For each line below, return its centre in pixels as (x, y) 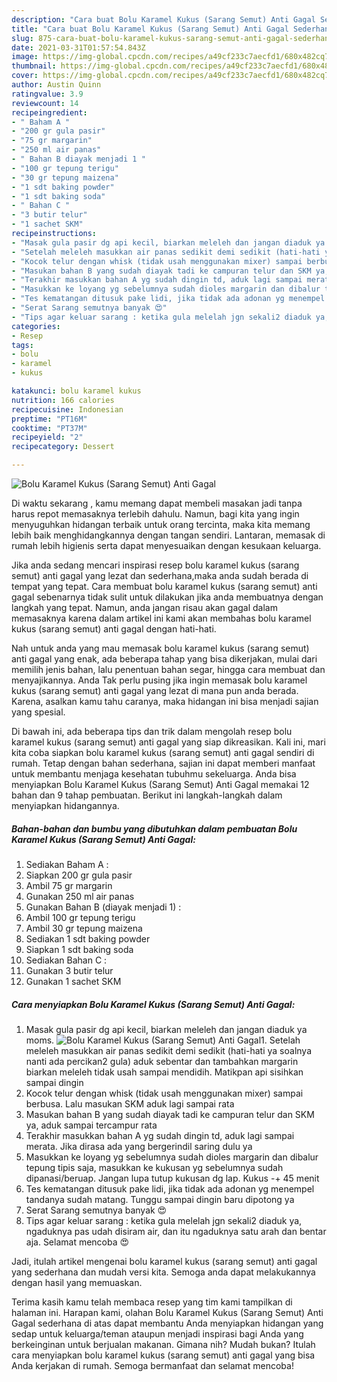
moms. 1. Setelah (163, 1040)
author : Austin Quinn (56, 85)
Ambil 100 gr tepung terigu (80, 917)
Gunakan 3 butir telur (69, 970)
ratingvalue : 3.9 (47, 94)
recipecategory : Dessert (63, 447)
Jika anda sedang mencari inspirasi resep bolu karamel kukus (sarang (155, 565)
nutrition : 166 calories (63, 400)
